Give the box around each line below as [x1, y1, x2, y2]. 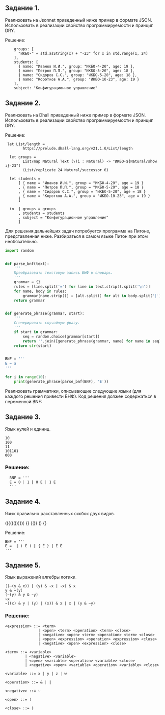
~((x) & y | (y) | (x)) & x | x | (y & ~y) [5, 601, 96, 606]
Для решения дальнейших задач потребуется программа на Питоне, [5, 228, 151, 234]
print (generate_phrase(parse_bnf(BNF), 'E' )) [14, 379, 109, 384]
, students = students [18, 211, 65, 216]
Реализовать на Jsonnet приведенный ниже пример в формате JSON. [5, 17, 152, 23]
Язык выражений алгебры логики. [5, 574, 77, 580]
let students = [9, 176, 41, 181]
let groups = [9, 154, 36, 159]
